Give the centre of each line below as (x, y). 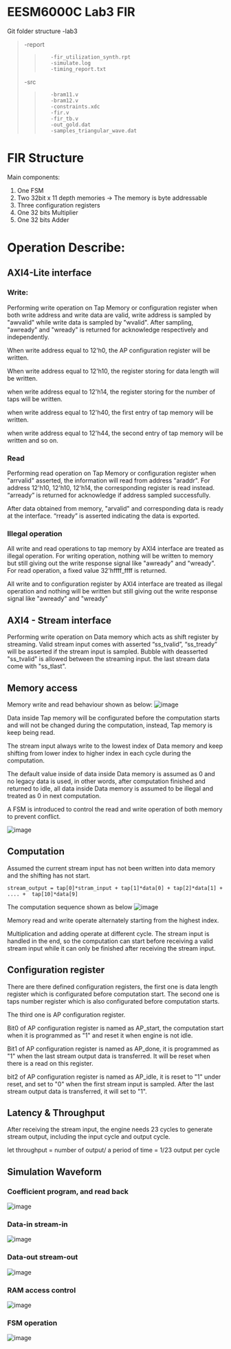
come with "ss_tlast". (37, 667)
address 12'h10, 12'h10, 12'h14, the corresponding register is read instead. (111, 488)
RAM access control (42, 1290)
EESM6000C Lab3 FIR (71, 12)
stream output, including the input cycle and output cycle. (89, 1137)
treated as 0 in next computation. (54, 795)
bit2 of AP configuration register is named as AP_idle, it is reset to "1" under (114, 1077)
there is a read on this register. (51, 1063)
